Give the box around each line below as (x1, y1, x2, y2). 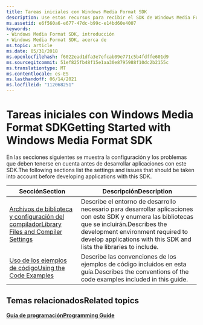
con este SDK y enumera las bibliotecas (80, 212, 194, 220)
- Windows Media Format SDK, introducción (6, 31, 115, 37)
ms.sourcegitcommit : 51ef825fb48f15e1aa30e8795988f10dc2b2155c (6, 59, 169, 65)
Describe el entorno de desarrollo (80, 197, 176, 205)
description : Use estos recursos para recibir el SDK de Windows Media (6, 14, 190, 21)
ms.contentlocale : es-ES (6, 71, 69, 77)
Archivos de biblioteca (9, 205, 73, 213)
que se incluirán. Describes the (80, 220, 167, 228)
